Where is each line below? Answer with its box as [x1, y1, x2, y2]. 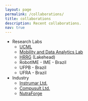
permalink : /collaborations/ [5, 12, 64, 17]
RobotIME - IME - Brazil [19, 60, 67, 65]
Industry [12, 75, 29, 81]
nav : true [5, 25, 25, 30]
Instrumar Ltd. [19, 80, 48, 86]
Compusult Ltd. [19, 85, 50, 91]
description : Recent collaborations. [5, 20, 82, 26]
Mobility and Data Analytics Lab [19, 49, 84, 55]
